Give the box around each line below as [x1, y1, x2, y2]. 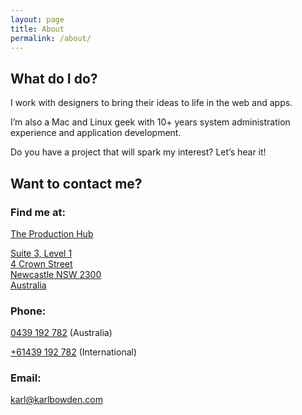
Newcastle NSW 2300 [10, 268, 102, 280]
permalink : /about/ [10, 33, 92, 43]
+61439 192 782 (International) [10, 346, 138, 358]
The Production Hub [10, 227, 94, 240]
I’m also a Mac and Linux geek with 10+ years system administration [10, 116, 291, 128]
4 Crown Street [10, 257, 73, 270]
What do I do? [10, 70, 98, 87]
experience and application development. [10, 127, 182, 139]
